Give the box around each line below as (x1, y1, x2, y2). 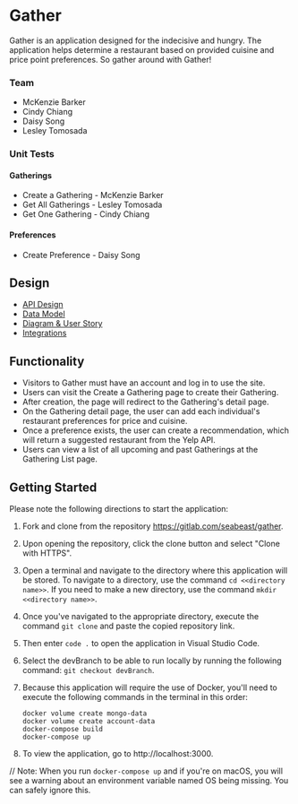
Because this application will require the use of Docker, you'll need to (21, 682, 277, 693)
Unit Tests (9, 148, 55, 160)
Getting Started (9, 480, 98, 495)
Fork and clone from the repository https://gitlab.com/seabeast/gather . (21, 521, 284, 532)
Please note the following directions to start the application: (9, 504, 229, 514)
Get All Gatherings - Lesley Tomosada (21, 199, 163, 211)
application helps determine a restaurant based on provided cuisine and (9, 44, 275, 55)
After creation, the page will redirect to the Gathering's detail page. (21, 396, 269, 408)
